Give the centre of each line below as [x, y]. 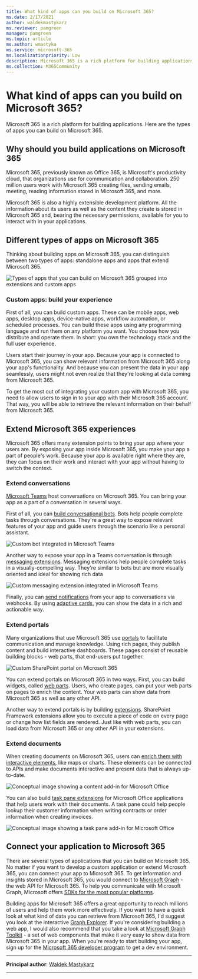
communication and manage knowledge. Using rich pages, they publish [93, 644]
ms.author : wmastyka [32, 45]
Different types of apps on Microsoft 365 [82, 240]
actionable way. [25, 610]
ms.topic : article [29, 39]
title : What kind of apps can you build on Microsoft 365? [80, 11]
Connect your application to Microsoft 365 [86, 847]
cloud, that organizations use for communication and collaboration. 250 [93, 179]
